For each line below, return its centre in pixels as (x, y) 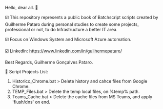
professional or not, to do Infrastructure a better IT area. (61, 30)
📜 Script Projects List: (27, 72)
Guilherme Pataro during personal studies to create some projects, (72, 24)
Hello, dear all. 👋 (21, 8)
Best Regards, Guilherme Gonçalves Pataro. (49, 62)
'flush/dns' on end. (31, 102)
